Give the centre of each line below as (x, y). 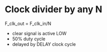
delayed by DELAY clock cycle (44, 44)
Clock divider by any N (53, 9)
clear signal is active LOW (39, 33)
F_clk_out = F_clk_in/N (28, 23)
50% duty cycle (29, 39)
